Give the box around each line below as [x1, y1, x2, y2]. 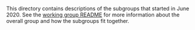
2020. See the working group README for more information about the [6, 11, 180, 18]
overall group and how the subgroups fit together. [6, 18, 129, 24]
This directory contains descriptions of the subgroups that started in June [6, 5, 190, 12]
